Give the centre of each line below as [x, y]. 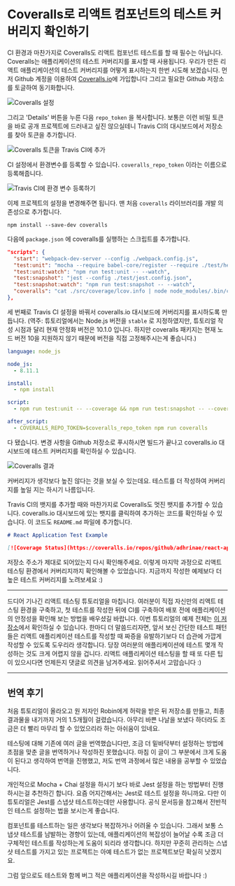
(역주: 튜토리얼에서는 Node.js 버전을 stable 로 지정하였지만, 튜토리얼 [122, 321]
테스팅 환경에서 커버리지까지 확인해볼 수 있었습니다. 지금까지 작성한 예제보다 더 [115, 570]
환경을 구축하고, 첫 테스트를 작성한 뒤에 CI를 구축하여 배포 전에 [105, 610]
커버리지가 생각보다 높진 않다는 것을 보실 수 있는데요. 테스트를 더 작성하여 [107, 481]
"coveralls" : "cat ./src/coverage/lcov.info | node [91, 291]
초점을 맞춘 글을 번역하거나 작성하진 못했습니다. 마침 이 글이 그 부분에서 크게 [111, 752]
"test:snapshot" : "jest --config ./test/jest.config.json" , [103, 278]
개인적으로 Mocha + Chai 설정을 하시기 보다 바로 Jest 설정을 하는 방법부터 [109, 785]
